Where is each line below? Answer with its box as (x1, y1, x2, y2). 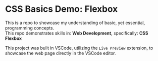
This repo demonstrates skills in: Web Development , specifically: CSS (5, 30, 149, 36)
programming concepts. (5, 25, 54, 30)
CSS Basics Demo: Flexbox (5, 3, 118, 15)
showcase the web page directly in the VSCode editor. (5, 50, 116, 56)
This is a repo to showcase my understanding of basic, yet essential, (5, 20, 145, 26)
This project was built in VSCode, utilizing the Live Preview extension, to (5, 45, 154, 51)
